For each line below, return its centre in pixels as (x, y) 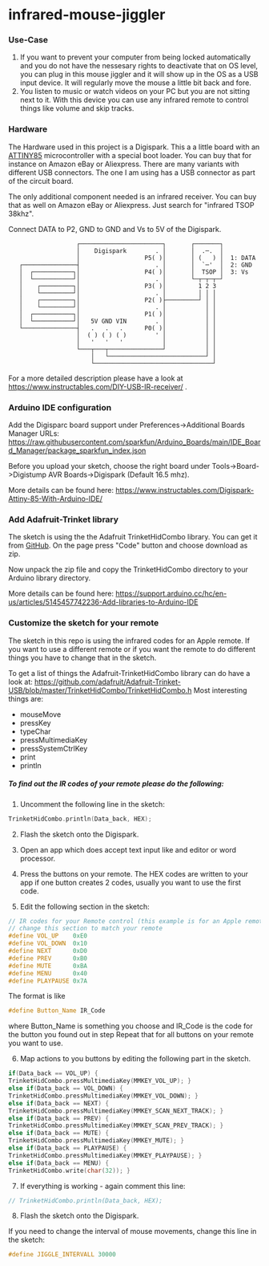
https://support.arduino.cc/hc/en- (171, 594)
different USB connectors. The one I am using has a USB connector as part (132, 172)
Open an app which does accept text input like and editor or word (128, 849)
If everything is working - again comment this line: (102, 1186)
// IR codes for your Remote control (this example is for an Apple (125, 921)
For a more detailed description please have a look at (96, 378)
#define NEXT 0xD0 (48, 951)
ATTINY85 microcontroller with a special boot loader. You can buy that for (130, 155)
